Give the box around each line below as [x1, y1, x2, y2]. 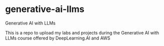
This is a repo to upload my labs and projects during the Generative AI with [5, 29, 159, 35]
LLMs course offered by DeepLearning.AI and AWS [5, 35, 110, 41]
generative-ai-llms [5, 3, 85, 15]
